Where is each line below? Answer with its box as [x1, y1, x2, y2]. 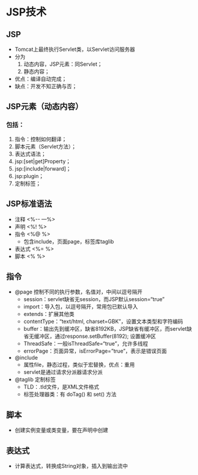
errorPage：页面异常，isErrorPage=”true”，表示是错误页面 [23, 347, 167, 355]
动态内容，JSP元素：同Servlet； [23, 60, 103, 67]
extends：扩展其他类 [23, 311, 75, 318]
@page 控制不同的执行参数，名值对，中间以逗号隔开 [14, 288, 143, 296]
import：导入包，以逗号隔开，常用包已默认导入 [23, 303, 138, 311]
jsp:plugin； [14, 172, 44, 179]
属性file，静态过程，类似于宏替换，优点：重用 [23, 361, 135, 369]
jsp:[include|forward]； [14, 165, 72, 172]
